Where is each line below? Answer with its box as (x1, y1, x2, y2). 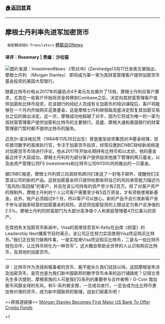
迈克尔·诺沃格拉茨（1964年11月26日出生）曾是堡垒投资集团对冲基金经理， (5, 136, 154, 142)
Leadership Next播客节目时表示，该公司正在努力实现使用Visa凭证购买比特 (5, 231, 155, 236)
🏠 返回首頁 (5, 4, 31, 11)
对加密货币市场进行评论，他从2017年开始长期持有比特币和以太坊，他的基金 (5, 148, 157, 154)
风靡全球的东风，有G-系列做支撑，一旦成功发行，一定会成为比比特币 (13, 283, 152, 289)
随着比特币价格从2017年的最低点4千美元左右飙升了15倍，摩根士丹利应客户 (5, 88, 156, 94)
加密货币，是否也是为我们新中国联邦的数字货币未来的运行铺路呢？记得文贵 (9, 270, 160, 276)
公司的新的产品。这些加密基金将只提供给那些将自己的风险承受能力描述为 (13, 177, 160, 183)
